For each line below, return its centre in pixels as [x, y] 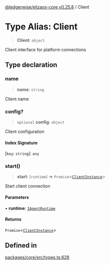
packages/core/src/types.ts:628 [37, 257]
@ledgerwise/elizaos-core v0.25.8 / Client [47, 7]
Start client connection [28, 186]
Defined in [21, 246]
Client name [17, 99]
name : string [31, 89]
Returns [13, 219]
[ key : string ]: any [22, 153]
